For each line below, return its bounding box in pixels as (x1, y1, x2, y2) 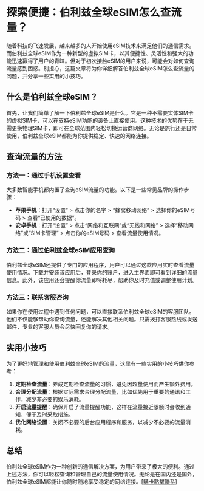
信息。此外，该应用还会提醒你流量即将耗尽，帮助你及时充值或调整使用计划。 (6, 276, 198, 283)
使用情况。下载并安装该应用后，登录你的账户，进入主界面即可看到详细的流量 (6, 269, 198, 276)
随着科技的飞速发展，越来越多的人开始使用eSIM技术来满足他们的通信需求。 (6, 42, 195, 49)
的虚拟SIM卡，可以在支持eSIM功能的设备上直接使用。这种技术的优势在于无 (6, 117, 194, 124)
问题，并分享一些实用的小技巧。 (6, 72, 86, 80)
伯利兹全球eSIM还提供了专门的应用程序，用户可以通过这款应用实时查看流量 (6, 261, 195, 268)
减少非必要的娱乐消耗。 (25, 396, 85, 403)
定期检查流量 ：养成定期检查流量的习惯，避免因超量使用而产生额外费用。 (15, 380, 196, 388)
